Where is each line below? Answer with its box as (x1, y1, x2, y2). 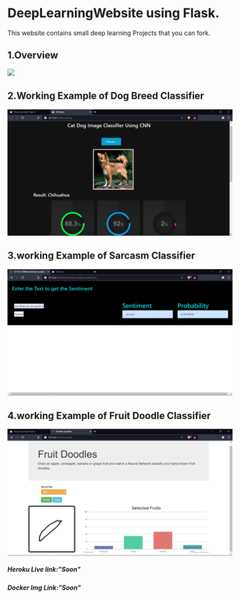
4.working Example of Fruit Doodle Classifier (7, 409, 211, 422)
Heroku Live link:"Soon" (7, 565, 81, 574)
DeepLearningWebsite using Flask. (7, 5, 220, 21)
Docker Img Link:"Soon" (7, 583, 81, 592)
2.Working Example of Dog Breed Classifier (7, 90, 205, 102)
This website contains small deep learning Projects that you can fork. (7, 29, 211, 37)
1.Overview (7, 49, 59, 61)
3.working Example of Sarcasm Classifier (7, 250, 196, 262)
